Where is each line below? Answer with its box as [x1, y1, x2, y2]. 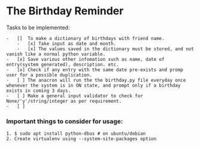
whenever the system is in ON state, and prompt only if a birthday [6, 82, 181, 88]
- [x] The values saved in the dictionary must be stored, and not [17, 46, 195, 52]
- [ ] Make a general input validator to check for [6, 92, 144, 99]
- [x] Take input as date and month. [17, 41, 117, 47]
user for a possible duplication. [6, 72, 93, 78]
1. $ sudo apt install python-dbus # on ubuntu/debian [6, 131, 146, 137]
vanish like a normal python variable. [6, 51, 106, 57]
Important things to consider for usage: [6, 117, 123, 125]
